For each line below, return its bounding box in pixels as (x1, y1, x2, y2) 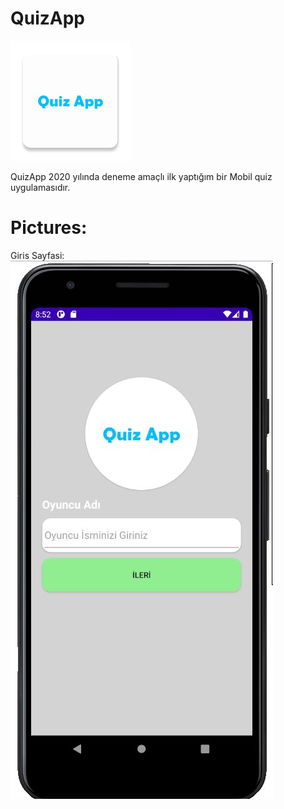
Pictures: (10, 217, 88, 239)
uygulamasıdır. (10, 181, 71, 193)
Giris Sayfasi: (10, 249, 65, 261)
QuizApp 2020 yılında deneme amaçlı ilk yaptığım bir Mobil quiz (10, 170, 273, 182)
